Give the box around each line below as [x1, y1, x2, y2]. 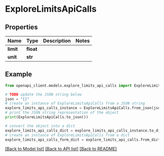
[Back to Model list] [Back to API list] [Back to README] [5, 146, 117, 152]
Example [5, 70, 32, 79]
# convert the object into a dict [5, 123, 76, 128]
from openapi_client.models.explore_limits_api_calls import [5, 83, 132, 88]
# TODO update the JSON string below [5, 92, 82, 97]
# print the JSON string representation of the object [5, 110, 119, 115]
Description [43, 38, 71, 44]
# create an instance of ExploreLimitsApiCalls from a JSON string [5, 101, 145, 106]
